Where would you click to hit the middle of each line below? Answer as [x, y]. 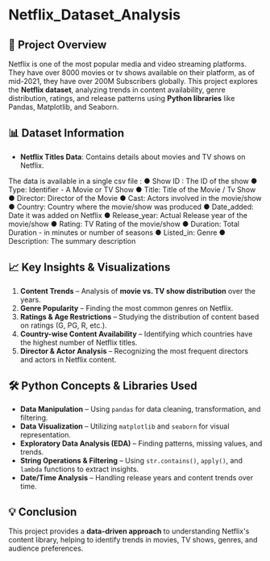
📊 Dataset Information [66, 134]
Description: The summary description [72, 241]
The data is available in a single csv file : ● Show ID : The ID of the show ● [133, 181]
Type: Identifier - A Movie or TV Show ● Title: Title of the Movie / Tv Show [132, 189]
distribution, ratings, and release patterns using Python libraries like [122, 98]
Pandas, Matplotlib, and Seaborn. [64, 107]
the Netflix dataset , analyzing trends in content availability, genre [117, 90]
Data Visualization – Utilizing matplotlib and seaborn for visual [125, 426]
